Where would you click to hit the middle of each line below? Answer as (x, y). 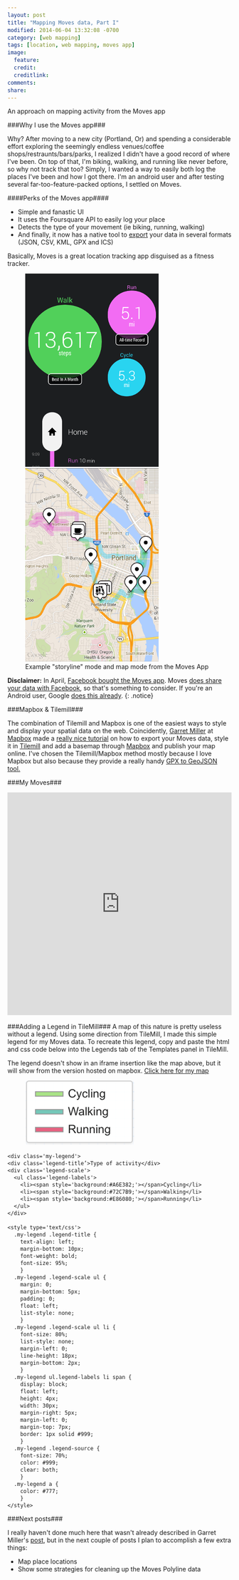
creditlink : (32, 75)
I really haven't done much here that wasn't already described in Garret (112, 1533)
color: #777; (39, 1492)
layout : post (27, 15)
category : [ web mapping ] (44, 38)
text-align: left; (47, 1242)
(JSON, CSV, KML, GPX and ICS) (65, 242)
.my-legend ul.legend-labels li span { (73, 1378)
